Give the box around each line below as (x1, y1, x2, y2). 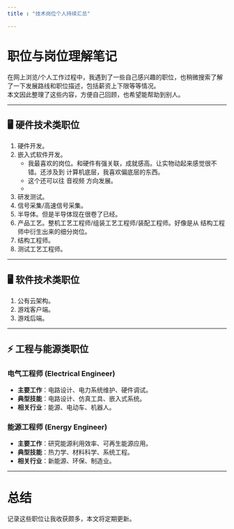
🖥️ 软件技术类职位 (7, 274, 80, 285)
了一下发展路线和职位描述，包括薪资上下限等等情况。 (7, 81, 160, 90)
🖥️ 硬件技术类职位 (7, 119, 80, 131)
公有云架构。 (17, 297, 54, 305)
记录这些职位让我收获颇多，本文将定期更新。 (7, 514, 136, 523)
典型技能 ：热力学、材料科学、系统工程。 (17, 448, 134, 457)
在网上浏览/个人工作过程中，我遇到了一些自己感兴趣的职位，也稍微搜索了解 (7, 72, 224, 81)
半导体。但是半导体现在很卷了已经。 (17, 210, 122, 219)
